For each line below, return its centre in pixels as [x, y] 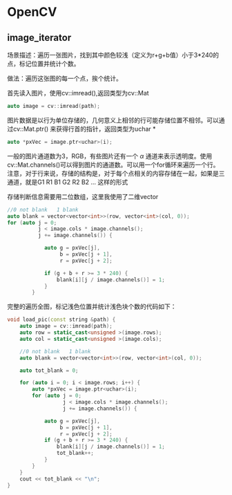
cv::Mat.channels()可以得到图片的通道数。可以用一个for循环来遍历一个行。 [113, 165]
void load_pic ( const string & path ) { [61, 320]
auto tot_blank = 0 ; [49, 371]
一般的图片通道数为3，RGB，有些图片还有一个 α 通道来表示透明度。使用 [110, 156]
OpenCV [32, 12]
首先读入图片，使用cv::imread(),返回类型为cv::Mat [78, 93]
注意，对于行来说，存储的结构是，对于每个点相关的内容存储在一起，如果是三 [116, 173]
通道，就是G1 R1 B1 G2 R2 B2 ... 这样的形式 [68, 182]
